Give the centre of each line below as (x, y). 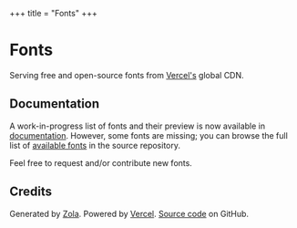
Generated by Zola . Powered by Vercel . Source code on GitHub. (129, 213)
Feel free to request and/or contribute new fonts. (101, 162)
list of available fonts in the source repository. (95, 145)
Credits (31, 192)
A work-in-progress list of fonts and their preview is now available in (138, 126)
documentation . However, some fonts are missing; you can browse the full (149, 135)
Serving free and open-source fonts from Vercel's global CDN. (127, 75)
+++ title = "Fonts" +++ (53, 13)
